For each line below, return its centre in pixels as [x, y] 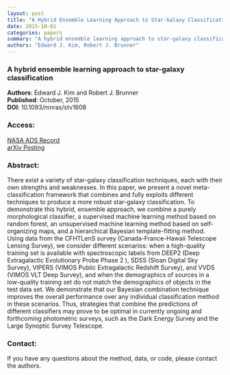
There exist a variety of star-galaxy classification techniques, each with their [115, 180]
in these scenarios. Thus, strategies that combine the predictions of [102, 304]
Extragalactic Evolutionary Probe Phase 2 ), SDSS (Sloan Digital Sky [103, 260]
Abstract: [23, 165]
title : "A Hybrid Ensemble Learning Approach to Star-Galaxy [96, 20]
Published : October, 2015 [43, 100]
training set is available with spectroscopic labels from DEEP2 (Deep [103, 253]
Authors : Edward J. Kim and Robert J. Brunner [73, 93]
